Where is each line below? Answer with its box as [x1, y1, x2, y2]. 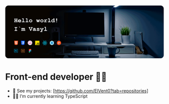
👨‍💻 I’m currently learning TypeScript [12, 93, 88, 99]
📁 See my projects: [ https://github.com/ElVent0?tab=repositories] [12, 87, 148, 93]
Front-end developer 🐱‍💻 [5, 71, 107, 83]
